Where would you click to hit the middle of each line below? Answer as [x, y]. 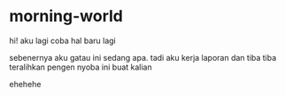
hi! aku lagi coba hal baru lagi [63, 41]
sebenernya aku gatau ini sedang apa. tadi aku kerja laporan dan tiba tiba [143, 57]
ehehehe [25, 84]
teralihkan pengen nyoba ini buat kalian [81, 67]
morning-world [66, 16]
